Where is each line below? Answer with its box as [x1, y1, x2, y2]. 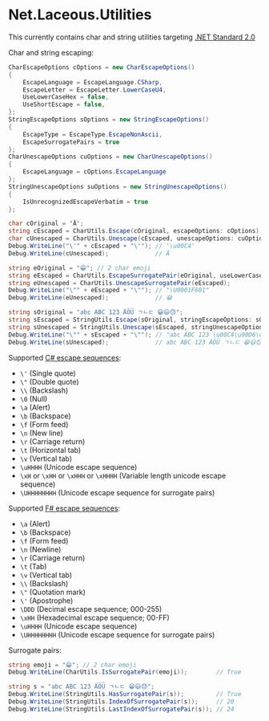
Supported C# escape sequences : [8, 352, 122, 362]
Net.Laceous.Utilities [8, 6, 152, 24]
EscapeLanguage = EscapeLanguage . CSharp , [22, 78, 163, 86]
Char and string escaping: [8, 47, 94, 57]
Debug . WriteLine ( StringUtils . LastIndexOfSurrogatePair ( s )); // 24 [8, 705, 235, 713]
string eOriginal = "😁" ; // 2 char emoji [8, 263, 151, 272]
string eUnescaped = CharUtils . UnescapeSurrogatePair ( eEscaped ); [8, 279, 231, 287]
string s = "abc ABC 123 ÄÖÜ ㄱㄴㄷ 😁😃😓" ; [8, 682, 155, 691]
